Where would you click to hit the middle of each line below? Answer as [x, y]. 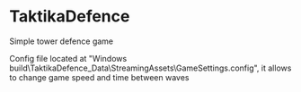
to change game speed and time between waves [99, 77]
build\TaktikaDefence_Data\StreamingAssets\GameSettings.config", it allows [150, 68]
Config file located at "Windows [68, 58]
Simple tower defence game [62, 41]
